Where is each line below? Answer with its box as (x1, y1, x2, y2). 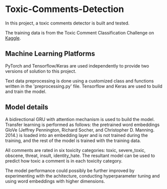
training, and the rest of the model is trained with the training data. (5, 137, 141, 143)
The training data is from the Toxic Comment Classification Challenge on (5, 29, 155, 35)
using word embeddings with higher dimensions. (5, 178, 105, 184)
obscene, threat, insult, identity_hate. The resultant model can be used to (5, 152, 156, 158)
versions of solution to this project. (5, 68, 76, 74)
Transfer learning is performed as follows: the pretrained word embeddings (5, 121, 160, 127)
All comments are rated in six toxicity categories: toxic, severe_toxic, (5, 147, 146, 153)
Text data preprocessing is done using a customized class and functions (5, 77, 154, 83)
